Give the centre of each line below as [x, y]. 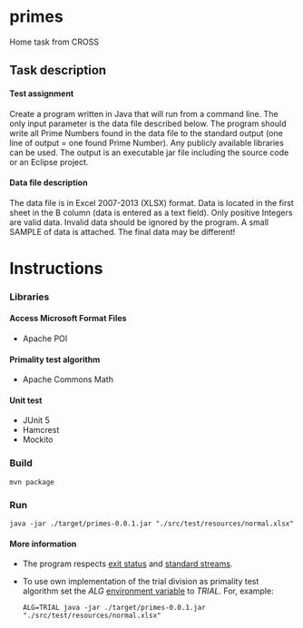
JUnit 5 [36, 420]
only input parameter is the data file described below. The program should [148, 123]
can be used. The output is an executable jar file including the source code [149, 152]
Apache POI [45, 339]
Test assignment [42, 93]
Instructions [56, 268]
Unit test [26, 400]
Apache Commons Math [68, 379]
